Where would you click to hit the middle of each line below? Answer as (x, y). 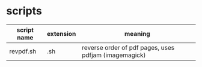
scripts (24, 11)
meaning (137, 33)
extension (62, 33)
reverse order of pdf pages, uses (128, 47)
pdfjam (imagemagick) (114, 55)
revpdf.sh (23, 51)
